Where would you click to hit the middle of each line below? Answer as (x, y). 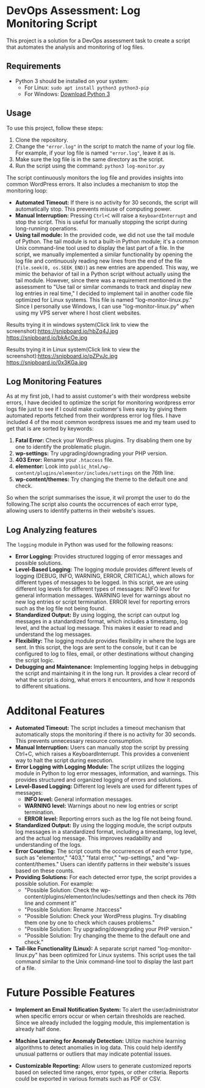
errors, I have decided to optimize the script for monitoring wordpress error (101, 403)
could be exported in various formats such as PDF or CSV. (88, 1079)
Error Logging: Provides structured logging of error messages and (99, 557)
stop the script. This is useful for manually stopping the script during (101, 222)
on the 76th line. (154, 473)
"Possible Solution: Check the (62, 890)
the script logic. (35, 660)
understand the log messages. (53, 634)
